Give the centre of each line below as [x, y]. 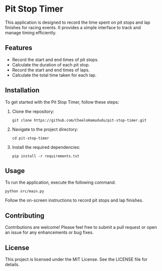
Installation [22, 90]
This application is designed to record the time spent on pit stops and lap [78, 22]
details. [12, 264]
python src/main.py [25, 191]
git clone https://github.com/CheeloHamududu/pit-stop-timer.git [79, 120]
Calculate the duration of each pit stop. [51, 64]
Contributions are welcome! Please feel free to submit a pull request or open [81, 227]
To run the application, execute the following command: [60, 182]
